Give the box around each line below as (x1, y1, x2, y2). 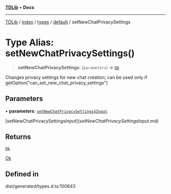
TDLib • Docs (5, 5, 35, 10)
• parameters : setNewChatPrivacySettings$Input (5, 108, 108, 114)
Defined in (5, 170, 39, 178)
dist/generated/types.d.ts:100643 (5, 183, 76, 189)
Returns (5, 132, 32, 142)
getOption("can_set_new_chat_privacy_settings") (5, 79, 108, 86)
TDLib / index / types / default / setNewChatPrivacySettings (5, 19, 131, 25)
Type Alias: (5, 37, 54, 48)
